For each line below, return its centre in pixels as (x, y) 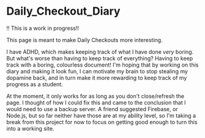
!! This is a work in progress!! (43, 28)
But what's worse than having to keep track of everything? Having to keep (100, 58)
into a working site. (30, 128)
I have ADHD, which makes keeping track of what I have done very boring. (100, 52)
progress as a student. (35, 84)
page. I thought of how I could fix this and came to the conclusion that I (96, 103)
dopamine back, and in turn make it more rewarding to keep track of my (97, 78)
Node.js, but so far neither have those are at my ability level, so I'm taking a (101, 115)
